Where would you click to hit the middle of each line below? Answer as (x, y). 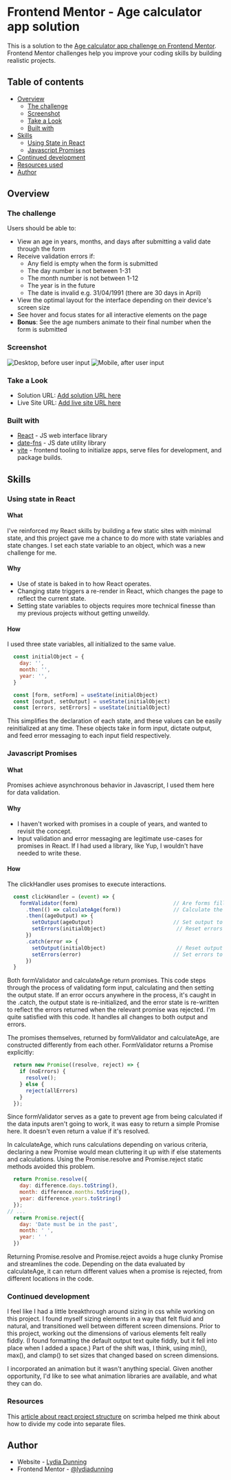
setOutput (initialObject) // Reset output (128, 948)
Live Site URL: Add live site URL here (69, 403)
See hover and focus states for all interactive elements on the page (112, 315)
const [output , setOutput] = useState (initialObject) (92, 701)
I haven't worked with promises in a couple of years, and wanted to (112, 823)
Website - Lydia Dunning (52, 1462)
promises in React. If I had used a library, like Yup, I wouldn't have (110, 846)
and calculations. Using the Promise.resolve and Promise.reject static (105, 1159)
